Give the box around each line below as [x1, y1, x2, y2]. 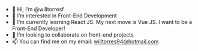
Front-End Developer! [11, 25, 65, 32]
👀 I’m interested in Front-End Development [11, 12, 117, 19]
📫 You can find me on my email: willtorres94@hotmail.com [11, 38, 159, 45]
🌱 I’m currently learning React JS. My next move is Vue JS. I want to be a [11, 19, 193, 25]
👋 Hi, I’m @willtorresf [11, 6, 64, 13]
